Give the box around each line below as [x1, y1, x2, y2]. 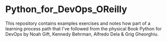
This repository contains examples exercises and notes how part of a [5, 20, 151, 26]
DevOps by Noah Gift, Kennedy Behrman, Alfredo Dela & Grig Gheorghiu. [5, 31, 159, 37]
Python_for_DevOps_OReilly [5, 4, 128, 15]
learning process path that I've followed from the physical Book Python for [5, 25, 162, 31]
